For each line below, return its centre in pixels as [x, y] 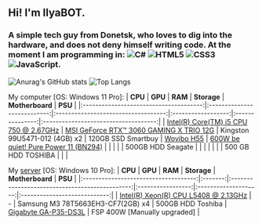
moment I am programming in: [67, 55]
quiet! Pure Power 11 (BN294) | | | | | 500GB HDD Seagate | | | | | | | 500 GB [129, 146]
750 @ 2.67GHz [34, 130]
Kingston [235, 130]
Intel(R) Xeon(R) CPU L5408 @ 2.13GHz [184, 195]
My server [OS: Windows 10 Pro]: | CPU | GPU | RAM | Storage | [112, 170]
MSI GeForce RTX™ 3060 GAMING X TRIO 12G [140, 130]
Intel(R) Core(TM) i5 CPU [207, 121]
